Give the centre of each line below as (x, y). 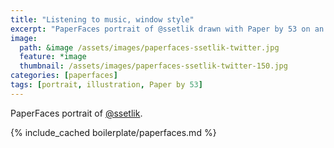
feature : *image (53, 57)
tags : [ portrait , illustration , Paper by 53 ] (106, 85)
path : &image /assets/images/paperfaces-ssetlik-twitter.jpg (149, 47)
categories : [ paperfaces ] (64, 76)
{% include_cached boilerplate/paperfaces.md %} (113, 132)
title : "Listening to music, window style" (102, 19)
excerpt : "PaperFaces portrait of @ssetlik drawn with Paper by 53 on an (167, 29)
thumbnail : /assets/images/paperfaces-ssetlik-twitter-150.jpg (153, 66)
